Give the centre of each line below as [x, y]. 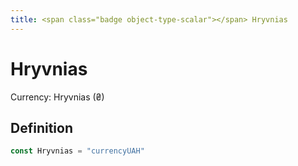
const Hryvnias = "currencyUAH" [77, 151]
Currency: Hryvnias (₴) [57, 97]
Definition [41, 127]
